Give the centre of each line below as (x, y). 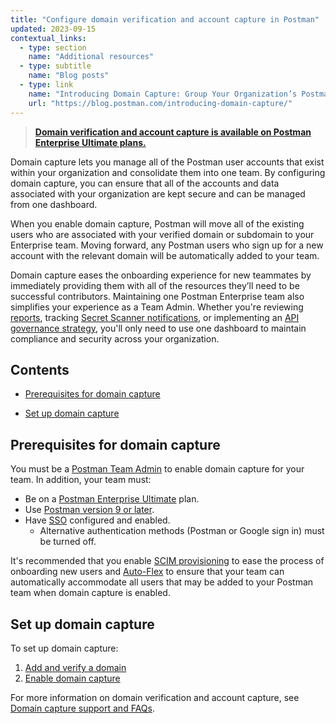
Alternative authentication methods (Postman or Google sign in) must (182, 531)
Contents (40, 369)
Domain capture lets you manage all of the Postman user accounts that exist (167, 162)
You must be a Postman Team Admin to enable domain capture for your (157, 469)
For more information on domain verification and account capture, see (155, 697)
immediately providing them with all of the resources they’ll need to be (155, 285)
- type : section (53, 47)
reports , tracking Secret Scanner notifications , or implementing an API (155, 317)
